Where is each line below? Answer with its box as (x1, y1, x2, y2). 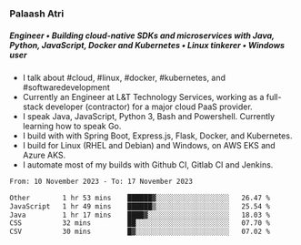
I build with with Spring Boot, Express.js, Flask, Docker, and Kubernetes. (22, 130, 293, 141)
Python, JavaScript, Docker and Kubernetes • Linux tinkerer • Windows (9, 39, 285, 50)
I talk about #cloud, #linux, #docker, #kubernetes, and (22, 72, 226, 83)
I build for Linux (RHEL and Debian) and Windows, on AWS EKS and (22, 139, 276, 150)
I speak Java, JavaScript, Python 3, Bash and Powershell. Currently (22, 110, 276, 121)
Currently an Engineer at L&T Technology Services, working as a (22, 91, 265, 102)
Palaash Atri (9, 7, 65, 20)
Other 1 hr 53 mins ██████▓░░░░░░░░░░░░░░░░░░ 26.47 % (9, 193, 271, 202)
